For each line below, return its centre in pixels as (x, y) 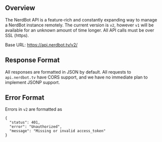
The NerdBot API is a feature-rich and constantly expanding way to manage (81, 20)
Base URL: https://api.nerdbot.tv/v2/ (41, 45)
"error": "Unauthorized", (36, 127)
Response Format (32, 60)
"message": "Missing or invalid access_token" (58, 131)
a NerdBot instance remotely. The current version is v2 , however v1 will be (79, 25)
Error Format (25, 98)
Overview (20, 8)
